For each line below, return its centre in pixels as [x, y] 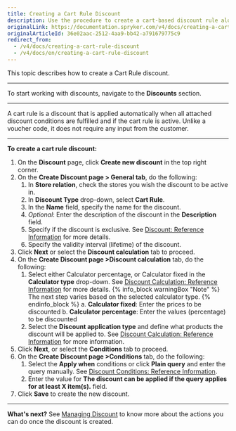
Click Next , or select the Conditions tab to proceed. [93, 349]
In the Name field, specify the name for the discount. [104, 207]
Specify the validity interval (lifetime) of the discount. [104, 244]
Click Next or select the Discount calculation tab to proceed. [106, 252]
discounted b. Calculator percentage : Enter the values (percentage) [127, 311]
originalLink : [28, 27]
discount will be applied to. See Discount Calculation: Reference [120, 334]
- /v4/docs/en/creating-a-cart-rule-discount [81, 53]
